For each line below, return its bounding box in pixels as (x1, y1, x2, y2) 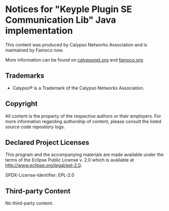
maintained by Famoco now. (5, 47, 64, 53)
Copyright (5, 99, 38, 108)
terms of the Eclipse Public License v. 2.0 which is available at (5, 157, 134, 163)
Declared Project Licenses (5, 138, 89, 147)
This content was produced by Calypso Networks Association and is (5, 41, 147, 47)
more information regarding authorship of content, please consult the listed (5, 118, 161, 124)
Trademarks (5, 72, 44, 80)
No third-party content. (5, 200, 54, 206)
